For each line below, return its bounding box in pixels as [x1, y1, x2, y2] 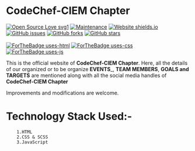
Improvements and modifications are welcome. [6, 89, 119, 96]
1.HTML [16, 129, 33, 135]
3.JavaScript [16, 139, 48, 145]
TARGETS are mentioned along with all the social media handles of [6, 72, 167, 79]
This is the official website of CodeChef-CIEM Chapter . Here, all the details [6, 59, 188, 66]
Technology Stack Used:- [6, 110, 133, 123]
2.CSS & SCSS [16, 134, 48, 140]
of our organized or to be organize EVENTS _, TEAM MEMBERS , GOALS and [6, 65, 189, 72]
